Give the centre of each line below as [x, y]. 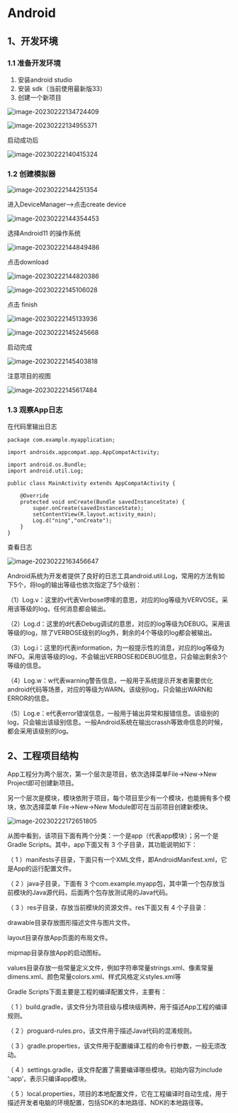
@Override [35, 496]
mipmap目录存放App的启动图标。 [56, 953]
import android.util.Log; [45, 471]
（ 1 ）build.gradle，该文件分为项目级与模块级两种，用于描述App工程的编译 [118, 1007]
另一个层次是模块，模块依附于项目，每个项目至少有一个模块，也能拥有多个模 [119, 798]
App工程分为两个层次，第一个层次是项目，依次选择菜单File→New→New [112, 774]
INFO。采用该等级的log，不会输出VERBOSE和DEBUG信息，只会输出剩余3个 [118, 657]
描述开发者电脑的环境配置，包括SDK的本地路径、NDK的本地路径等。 [107, 1103]
